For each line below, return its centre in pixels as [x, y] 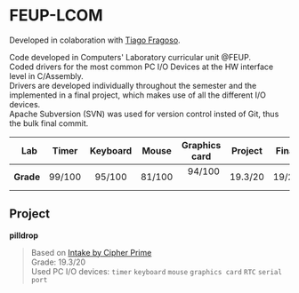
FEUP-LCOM [56, 16]
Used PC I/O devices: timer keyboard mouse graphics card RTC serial [157, 271]
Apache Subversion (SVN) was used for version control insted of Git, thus [144, 114]
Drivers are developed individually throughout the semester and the [133, 85]
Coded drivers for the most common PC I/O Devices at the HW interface [141, 67]
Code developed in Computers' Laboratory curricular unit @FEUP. [130, 57]
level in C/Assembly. [47, 75]
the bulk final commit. [49, 123]
